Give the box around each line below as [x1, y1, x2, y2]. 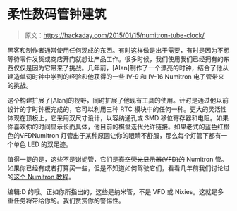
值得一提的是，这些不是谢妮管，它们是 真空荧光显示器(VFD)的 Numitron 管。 [7, 155, 228, 163]
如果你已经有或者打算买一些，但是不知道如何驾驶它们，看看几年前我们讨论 [7, 163, 224, 172]
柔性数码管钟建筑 [7, 6, 107, 23]
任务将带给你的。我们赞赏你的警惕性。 [13, 196, 125, 205]
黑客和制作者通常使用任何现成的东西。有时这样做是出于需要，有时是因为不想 [7, 46, 230, 54]
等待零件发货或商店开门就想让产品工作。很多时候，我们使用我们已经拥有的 [7, 54, 224, 63]
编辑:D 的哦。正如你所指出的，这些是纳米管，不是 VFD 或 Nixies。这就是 [7, 187, 218, 196]
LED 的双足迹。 [27, 140, 73, 148]
